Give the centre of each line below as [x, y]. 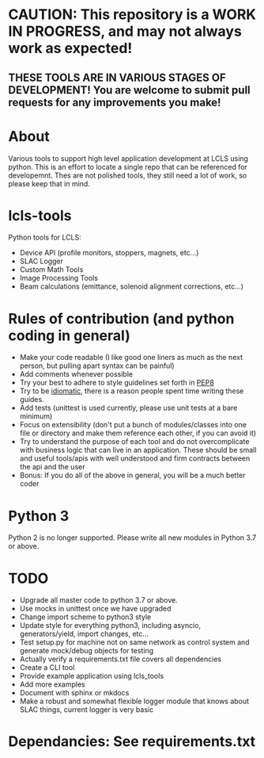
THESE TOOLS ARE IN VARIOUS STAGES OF [117, 77]
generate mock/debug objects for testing [87, 651]
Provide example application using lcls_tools [92, 676]
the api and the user [52, 467]
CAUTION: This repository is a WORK [132, 15]
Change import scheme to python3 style [85, 617]
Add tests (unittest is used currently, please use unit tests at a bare [128, 408]
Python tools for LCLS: [45, 237]
